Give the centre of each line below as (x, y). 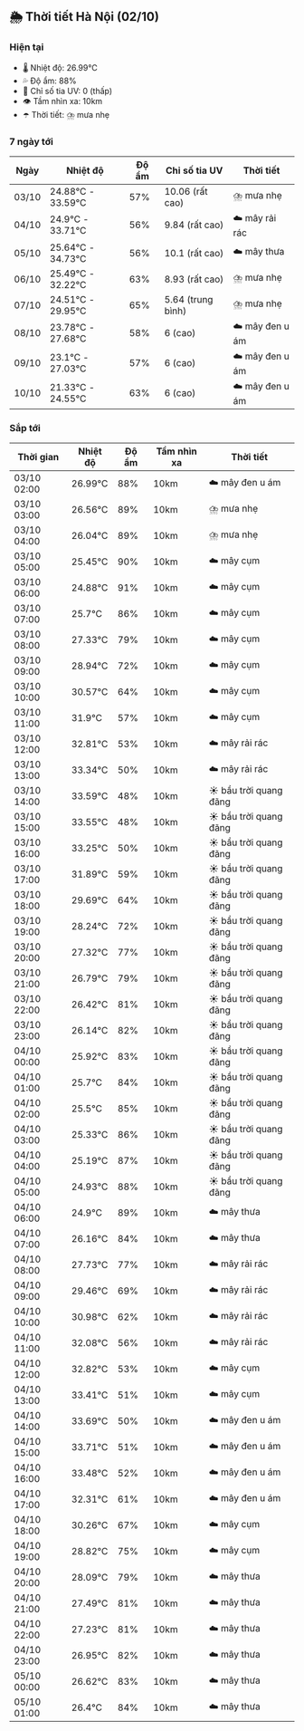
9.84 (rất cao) (194, 225)
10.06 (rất (186, 191)
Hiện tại (27, 47)
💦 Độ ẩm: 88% (49, 81)
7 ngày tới (32, 141)
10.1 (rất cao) (194, 253)
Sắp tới (25, 428)
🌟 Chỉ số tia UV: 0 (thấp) (67, 91)
